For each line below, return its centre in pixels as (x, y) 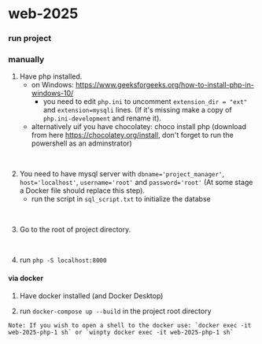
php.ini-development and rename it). (102, 118)
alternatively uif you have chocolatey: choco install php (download (138, 127)
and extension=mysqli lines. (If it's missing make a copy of (137, 110)
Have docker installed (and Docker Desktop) (91, 295)
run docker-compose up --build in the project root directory (115, 311)
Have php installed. (51, 76)
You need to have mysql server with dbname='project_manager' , (122, 174)
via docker (26, 278)
